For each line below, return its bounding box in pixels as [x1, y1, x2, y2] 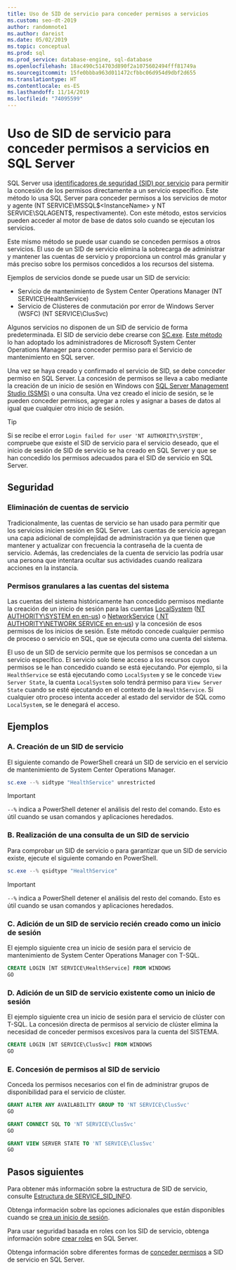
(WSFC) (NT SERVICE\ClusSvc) [17, 309, 109, 317]
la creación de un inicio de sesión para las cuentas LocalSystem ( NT [7, 604, 206, 613]
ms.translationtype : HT [7, 75, 77, 83]
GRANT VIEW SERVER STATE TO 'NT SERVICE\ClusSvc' [7, 1140, 156, 1147]
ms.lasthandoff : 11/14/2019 [7, 89, 90, 96]
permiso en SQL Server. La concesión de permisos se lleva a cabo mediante [7, 374, 228, 382]
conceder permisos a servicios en [7, 141, 209, 157]
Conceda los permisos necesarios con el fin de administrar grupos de [7, 1081, 209, 1089]
